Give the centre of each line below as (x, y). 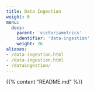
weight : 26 (30, 44)
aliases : (17, 49)
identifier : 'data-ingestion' (53, 38)
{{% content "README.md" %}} (44, 82)
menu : (13, 22)
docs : (18, 28)
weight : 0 (18, 17)
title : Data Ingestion (34, 11)
